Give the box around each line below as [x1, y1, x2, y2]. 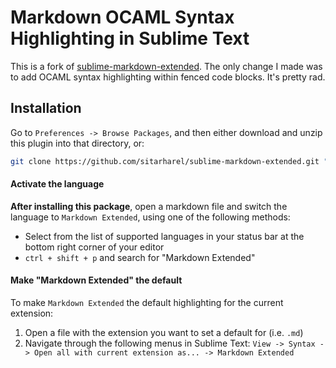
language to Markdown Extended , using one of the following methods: [10, 211, 291, 223]
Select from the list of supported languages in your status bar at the [24, 230, 305, 242]
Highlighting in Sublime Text [10, 27, 250, 50]
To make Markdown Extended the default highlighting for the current [10, 297, 284, 309]
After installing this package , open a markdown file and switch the [10, 200, 288, 212]
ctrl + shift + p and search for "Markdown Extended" [24, 251, 256, 263]
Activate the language [10, 178, 105, 190]
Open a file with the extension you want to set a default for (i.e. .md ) [24, 327, 304, 339]
